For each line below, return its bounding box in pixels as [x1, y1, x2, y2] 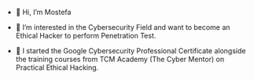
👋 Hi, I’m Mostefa [15, 8, 72, 16]
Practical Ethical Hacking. [15, 63, 99, 72]
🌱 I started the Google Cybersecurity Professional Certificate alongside [15, 46, 246, 55]
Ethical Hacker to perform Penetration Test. [15, 31, 156, 40]
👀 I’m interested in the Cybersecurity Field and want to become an [15, 23, 230, 31]
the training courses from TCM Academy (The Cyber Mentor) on [15, 55, 225, 64]
